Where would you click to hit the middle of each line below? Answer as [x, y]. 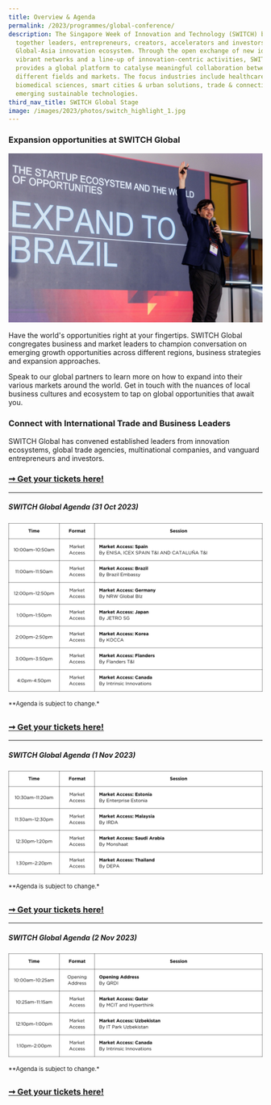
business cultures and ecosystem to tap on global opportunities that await [131, 394]
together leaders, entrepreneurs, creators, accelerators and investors [140, 43]
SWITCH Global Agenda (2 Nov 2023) [73, 937]
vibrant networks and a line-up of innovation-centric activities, [131, 60]
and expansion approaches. [54, 361]
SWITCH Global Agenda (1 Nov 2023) [72, 756]
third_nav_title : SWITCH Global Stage [73, 102]
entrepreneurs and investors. [56, 458]
